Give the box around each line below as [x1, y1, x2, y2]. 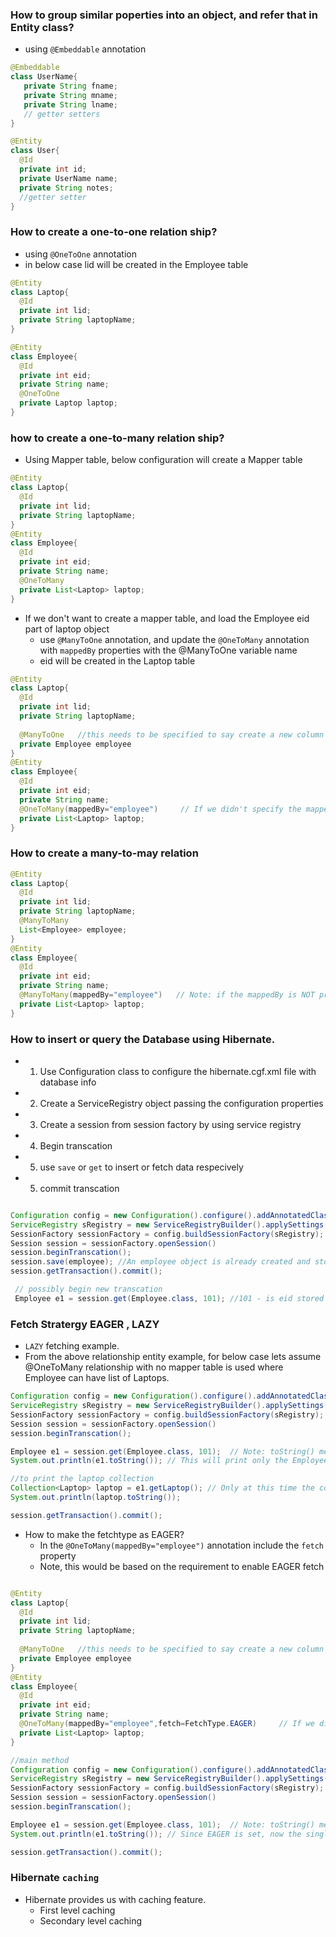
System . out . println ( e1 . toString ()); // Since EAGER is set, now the [10, 1829, 302, 1839]
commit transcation [39, 1182, 120, 1194]
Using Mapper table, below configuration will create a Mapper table [24, 454, 303, 466]
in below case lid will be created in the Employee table [24, 258, 249, 270]
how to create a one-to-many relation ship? [10, 431, 225, 445]
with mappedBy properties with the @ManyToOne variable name [39, 644, 298, 656]
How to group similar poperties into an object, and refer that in [10, 8, 318, 22]
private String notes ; [19, 183, 114, 193]
